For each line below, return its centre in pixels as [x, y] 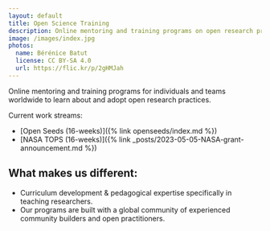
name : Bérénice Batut [52, 53]
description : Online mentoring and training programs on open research [131, 31]
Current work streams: [45, 115]
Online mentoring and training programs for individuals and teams [117, 91]
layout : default [35, 16]
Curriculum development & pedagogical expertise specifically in [126, 192]
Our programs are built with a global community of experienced [125, 209]
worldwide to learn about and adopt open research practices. [110, 99]
